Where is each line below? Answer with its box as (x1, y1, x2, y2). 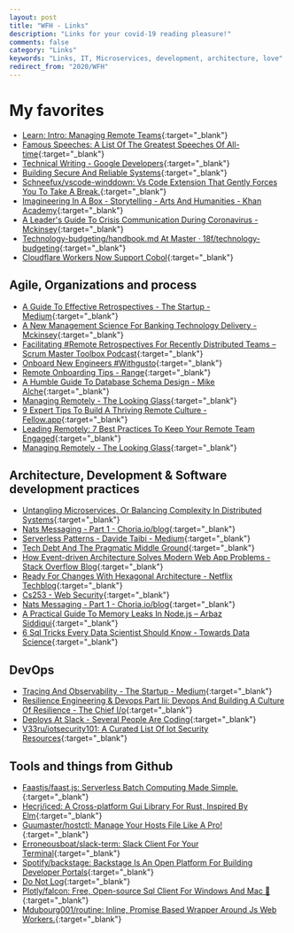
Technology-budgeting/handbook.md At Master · (21, 233, 201, 243)
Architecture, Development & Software (9, 468, 228, 483)
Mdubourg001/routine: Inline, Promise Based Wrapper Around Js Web (21, 905, 277, 915)
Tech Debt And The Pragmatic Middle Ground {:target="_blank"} (21, 543, 255, 553)
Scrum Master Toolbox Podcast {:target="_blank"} (21, 348, 204, 359)
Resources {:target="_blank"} (21, 733, 128, 744)
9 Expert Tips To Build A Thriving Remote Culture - (21, 405, 208, 415)
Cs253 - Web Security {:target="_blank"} (21, 590, 170, 600)
